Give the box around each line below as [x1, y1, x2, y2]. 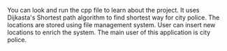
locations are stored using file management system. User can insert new [7, 21, 216, 29]
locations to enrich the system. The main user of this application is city [7, 28, 211, 36]
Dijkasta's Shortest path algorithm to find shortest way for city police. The [7, 13, 220, 22]
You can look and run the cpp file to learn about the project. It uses [7, 6, 200, 14]
